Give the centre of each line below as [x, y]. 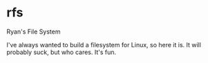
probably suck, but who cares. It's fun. [62, 52]
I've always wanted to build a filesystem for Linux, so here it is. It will [104, 45]
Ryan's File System [34, 32]
